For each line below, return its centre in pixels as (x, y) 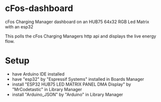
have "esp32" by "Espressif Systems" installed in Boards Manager (78, 79)
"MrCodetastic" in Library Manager (47, 89)
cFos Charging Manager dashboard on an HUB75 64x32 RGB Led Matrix (77, 22)
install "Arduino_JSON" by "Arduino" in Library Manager (67, 94)
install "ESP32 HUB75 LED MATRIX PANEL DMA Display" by (72, 84)
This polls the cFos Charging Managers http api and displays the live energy (80, 36)
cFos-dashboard (39, 8)
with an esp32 (19, 26)
